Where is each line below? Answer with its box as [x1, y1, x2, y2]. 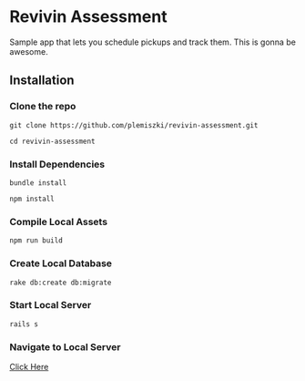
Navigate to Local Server [9, 340, 121, 353]
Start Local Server [9, 299, 92, 312]
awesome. [9, 46, 48, 57]
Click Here [9, 362, 49, 373]
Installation [9, 73, 75, 88]
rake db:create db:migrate [9, 278, 112, 287]
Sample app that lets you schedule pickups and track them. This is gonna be [9, 36, 296, 47]
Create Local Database [9, 257, 112, 270]
